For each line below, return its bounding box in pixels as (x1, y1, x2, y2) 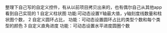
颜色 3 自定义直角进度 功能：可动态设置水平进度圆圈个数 (13, 23, 130, 29)
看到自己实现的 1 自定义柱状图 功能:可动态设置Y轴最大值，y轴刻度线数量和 (5, 10, 157, 16)
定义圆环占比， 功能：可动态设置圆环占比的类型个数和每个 (36, 17, 156, 22)
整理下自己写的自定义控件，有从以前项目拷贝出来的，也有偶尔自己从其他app (5, 4, 162, 10)
